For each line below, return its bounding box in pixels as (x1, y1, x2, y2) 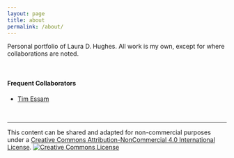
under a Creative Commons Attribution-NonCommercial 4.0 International (7, 135, 216, 143)
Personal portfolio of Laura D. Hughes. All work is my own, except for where (7, 42, 225, 51)
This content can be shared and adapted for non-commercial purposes (7, 128, 211, 136)
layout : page (7, 10, 45, 17)
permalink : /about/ (7, 23, 64, 30)
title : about (7, 17, 45, 24)
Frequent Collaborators (7, 79, 77, 87)
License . (7, 143, 32, 151)
